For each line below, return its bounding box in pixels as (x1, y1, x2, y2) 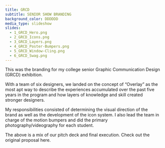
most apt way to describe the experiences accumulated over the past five (5, 87, 155, 93)
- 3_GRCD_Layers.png (9, 39, 52, 44)
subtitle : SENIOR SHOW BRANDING (5, 12, 71, 17)
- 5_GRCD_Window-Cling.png (9, 48, 65, 53)
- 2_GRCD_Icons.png (9, 35, 50, 40)
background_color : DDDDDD (5, 16, 58, 21)
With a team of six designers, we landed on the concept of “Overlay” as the (5, 81, 159, 87)
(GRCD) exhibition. (5, 72, 43, 78)
